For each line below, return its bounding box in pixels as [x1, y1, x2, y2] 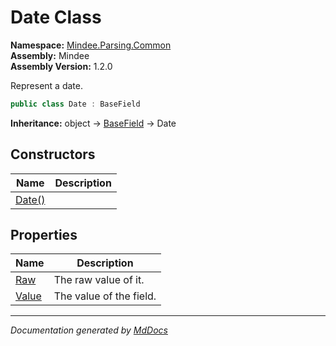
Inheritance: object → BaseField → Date [10, 117, 177, 129]
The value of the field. [53, 289, 157, 303]
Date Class [10, 6, 102, 29]
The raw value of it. [53, 273, 145, 287]
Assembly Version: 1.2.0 [10, 60, 113, 72]
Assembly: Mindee [10, 49, 90, 61]
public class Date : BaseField [10, 99, 141, 109]
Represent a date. [10, 79, 83, 91]
